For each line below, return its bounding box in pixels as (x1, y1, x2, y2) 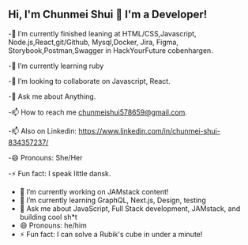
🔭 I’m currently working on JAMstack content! (19, 187, 169, 196)
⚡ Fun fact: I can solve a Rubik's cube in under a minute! (19, 229, 203, 239)
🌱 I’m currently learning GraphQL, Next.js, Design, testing (19, 195, 207, 205)
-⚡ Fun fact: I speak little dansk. (8, 168, 111, 178)
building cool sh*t (19, 212, 77, 221)
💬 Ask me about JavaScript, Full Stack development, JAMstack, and (19, 203, 241, 213)
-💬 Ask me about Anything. (8, 92, 96, 101)
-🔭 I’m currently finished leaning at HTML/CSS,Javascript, (8, 28, 197, 38)
